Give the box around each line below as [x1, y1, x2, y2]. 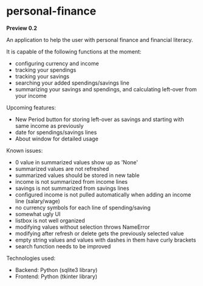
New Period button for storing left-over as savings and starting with [15, 116, 184, 123]
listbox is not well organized [15, 217, 85, 224]
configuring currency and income [15, 60, 99, 67]
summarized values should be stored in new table [15, 172, 140, 179]
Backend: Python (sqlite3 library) [15, 266, 98, 273]
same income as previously [15, 122, 84, 129]
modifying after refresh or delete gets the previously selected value [15, 229, 184, 237]
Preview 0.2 [6, 24, 38, 32]
